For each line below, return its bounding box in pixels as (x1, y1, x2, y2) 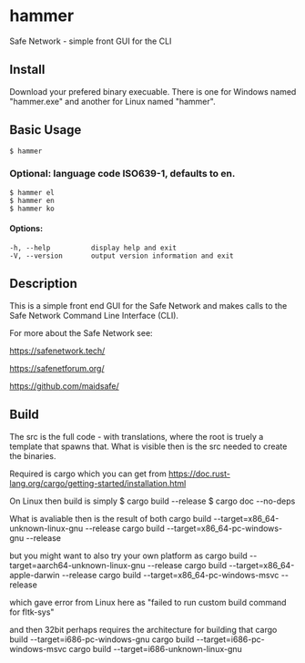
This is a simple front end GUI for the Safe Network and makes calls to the (9, 300, 288, 311)
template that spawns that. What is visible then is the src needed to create (9, 441, 288, 452)
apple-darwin (9, 569, 60, 580)
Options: (9, 223, 44, 234)
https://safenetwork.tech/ (9, 345, 106, 356)
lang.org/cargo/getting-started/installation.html (9, 477, 187, 488)
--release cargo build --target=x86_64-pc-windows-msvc (61, 569, 280, 580)
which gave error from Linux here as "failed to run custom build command (9, 597, 287, 607)
